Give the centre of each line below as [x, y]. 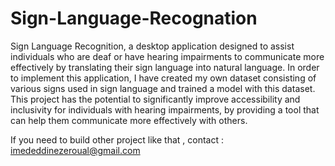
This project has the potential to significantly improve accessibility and [155, 99]
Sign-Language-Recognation [134, 18]
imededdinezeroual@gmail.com [75, 150]
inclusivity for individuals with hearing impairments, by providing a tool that [165, 109]
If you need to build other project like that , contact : [117, 139]
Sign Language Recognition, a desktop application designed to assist [152, 46]
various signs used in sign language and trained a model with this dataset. [163, 88]
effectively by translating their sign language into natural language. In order [165, 67]
